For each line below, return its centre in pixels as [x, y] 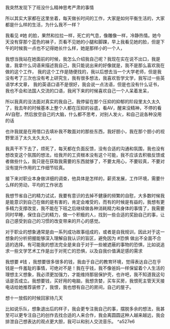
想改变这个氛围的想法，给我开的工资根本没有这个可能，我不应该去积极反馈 [83, 155]
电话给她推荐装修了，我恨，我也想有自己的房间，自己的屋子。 [70, 287]
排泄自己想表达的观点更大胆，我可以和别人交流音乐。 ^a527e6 [70, 321]
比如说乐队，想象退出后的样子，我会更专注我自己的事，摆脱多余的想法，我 [83, 309]
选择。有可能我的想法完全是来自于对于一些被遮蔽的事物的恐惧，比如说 [87, 245]
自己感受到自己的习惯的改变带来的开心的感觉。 [54, 221]
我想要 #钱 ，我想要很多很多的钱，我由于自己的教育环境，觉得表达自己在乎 [83, 262]
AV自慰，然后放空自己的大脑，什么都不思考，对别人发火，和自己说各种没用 [83, 114]
